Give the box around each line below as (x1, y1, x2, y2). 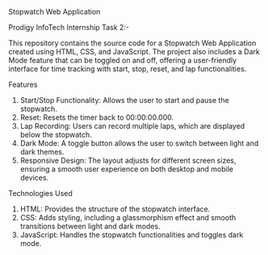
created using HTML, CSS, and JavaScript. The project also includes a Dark (8, 47, 260, 56)
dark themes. (19, 147, 65, 156)
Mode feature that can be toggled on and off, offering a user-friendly (8, 56, 237, 65)
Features (8, 80, 38, 89)
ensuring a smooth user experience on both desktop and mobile (19, 164, 234, 173)
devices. (19, 173, 49, 182)
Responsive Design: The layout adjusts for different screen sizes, (19, 155, 237, 165)
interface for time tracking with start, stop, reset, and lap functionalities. (8, 64, 247, 74)
